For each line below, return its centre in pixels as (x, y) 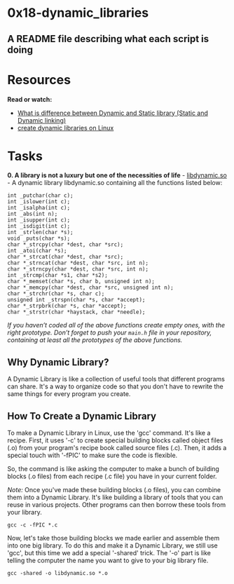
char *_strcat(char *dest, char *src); (66, 257)
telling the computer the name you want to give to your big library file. (108, 561)
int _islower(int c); (39, 202)
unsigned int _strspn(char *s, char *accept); (76, 300)
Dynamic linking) (42, 120)
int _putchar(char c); (40, 196)
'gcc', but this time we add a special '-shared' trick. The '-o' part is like (109, 553)
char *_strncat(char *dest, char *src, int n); (78, 263)
